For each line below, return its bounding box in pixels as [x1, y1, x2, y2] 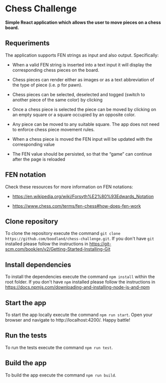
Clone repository [5, 217, 58, 225]
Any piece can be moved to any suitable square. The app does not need [12, 121, 160, 127]
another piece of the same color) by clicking [12, 97, 103, 103]
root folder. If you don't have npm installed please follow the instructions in [5, 279, 155, 285]
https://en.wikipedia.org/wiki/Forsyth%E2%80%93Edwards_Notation [12, 193, 154, 199]
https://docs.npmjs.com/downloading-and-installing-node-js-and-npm [5, 284, 150, 290]
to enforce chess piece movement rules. [12, 126, 95, 132]
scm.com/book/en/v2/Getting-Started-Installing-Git [5, 246, 111, 252]
